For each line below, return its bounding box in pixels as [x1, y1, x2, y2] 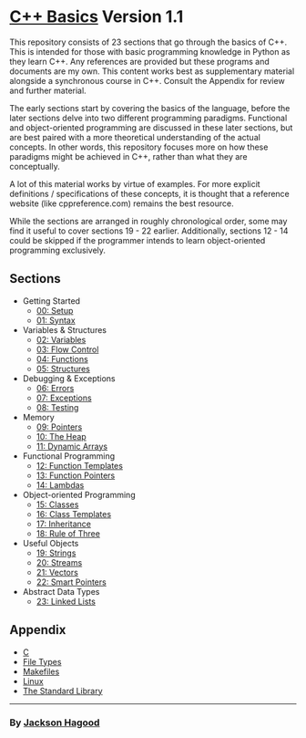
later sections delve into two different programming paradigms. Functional [9, 112, 288, 123]
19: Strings [36, 547, 76, 558]
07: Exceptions [36, 392, 93, 403]
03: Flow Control [36, 344, 99, 355]
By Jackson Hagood [9, 716, 100, 729]
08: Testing [36, 401, 79, 412]
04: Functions [36, 353, 88, 364]
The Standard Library [22, 685, 103, 696]
